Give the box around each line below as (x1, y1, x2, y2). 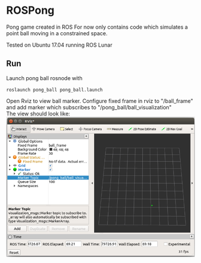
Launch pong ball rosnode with (6, 74, 83, 81)
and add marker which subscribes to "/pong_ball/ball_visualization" (6, 103, 172, 111)
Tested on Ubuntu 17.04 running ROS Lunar (6, 41, 112, 48)
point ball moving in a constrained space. (6, 29, 108, 36)
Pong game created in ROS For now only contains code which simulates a (6, 23, 188, 30)
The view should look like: (6, 110, 71, 117)
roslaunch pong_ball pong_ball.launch (6, 87, 103, 93)
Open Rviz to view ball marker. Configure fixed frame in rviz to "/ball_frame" (6, 97, 193, 105)
